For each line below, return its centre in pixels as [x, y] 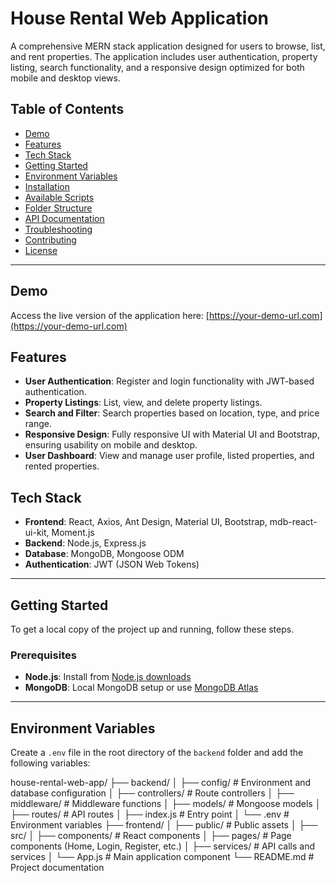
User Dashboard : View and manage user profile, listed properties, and [169, 456]
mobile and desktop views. [65, 78]
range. [38, 424]
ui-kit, [37, 533]
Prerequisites [43, 655]
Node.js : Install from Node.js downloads [108, 677]
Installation [47, 186]
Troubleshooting [58, 229]
